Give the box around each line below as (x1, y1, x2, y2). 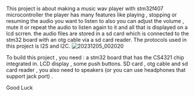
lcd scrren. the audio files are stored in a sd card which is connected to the (6, 30, 189, 37)
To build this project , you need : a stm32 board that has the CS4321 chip (6, 54, 184, 61)
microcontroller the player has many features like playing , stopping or (6, 11, 177, 18)
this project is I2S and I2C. (6, 42, 71, 49)
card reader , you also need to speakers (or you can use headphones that (6, 67, 186, 73)
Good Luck (6, 84, 33, 91)
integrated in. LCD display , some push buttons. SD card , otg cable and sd (6, 60, 188, 67)
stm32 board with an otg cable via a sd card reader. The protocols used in (6, 37, 187, 43)
